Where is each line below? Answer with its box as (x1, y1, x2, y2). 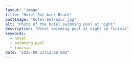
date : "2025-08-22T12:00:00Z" (5, 50, 70, 55)
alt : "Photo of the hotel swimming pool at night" (5, 21, 116, 27)
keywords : (5, 31, 27, 36)
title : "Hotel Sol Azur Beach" (5, 12, 72, 17)
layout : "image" (5, 7, 40, 13)
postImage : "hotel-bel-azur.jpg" (5, 17, 77, 22)
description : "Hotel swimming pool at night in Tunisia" (5, 26, 129, 31)
